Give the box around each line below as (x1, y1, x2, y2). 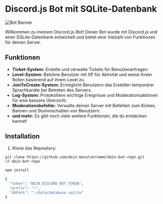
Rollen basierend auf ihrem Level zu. (12, 76, 85, 82)
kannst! (12, 118, 27, 124)
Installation (5, 132, 40, 141)
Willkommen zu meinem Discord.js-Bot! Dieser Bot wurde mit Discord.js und (5, 29, 158, 35)
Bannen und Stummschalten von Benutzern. (12, 108, 101, 113)
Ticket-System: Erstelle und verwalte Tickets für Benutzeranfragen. (12, 66, 149, 72)
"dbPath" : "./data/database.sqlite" (9, 190, 84, 195)
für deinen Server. (5, 39, 41, 45)
